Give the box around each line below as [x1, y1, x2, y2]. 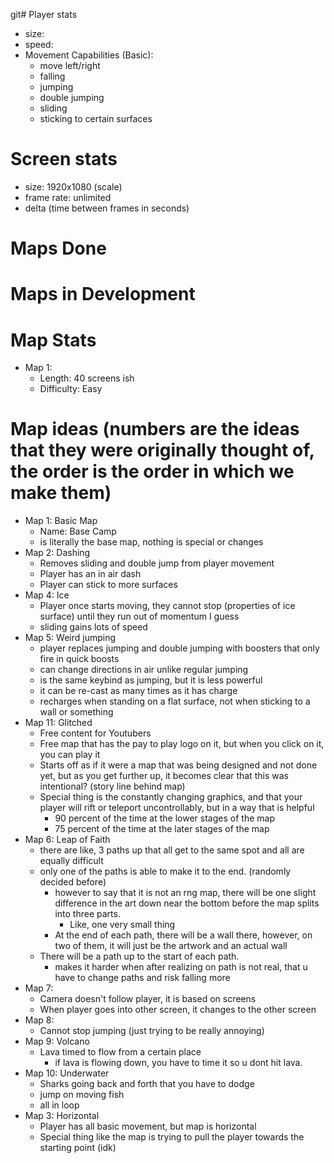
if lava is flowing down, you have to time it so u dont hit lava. [54, 1057, 303, 1069]
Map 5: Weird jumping [24, 632, 117, 644]
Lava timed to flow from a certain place [39, 1046, 202, 1058]
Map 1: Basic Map [24, 515, 98, 527]
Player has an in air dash [39, 568, 142, 580]
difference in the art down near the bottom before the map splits [54, 897, 320, 909]
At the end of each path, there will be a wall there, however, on [54, 929, 313, 941]
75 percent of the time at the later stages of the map [54, 823, 270, 835]
